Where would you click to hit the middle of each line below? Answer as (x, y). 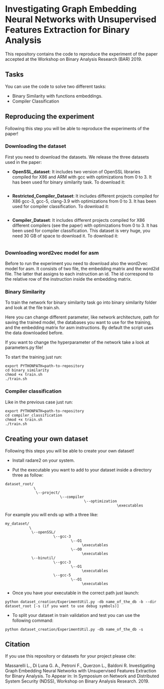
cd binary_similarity (27, 371)
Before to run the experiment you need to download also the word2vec (76, 264)
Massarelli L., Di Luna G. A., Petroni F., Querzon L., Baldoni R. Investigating (80, 665)
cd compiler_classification (34, 415)
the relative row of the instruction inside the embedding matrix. (69, 279)
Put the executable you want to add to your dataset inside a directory (82, 470)
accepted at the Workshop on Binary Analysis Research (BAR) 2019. (74, 59)
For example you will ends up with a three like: (52, 514)
